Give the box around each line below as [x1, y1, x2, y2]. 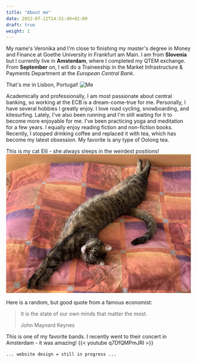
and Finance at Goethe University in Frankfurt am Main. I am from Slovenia [6, 51, 187, 58]
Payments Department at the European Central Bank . [6, 70, 135, 77]
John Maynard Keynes [20, 322, 75, 329]
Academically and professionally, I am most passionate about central [6, 93, 172, 100]
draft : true [6, 22, 35, 28]
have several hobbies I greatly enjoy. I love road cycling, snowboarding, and [6, 105, 189, 112]
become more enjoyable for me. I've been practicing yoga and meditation [6, 117, 184, 125]
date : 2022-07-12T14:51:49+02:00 [6, 15, 88, 22]
